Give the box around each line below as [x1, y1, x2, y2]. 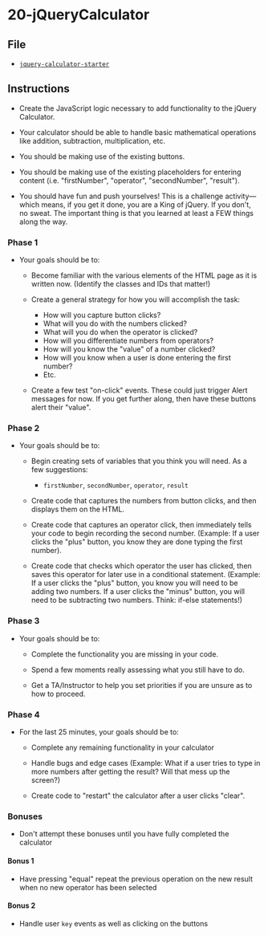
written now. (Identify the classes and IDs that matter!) [30, 279, 211, 289]
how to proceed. [30, 689, 86, 698]
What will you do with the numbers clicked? [43, 319, 188, 328]
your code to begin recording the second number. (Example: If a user [30, 528, 260, 539]
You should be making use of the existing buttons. [18, 151, 185, 161]
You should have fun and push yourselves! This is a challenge [18, 191, 224, 201]
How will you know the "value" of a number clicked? [43, 344, 216, 354]
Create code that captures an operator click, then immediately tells [30, 520, 252, 530]
